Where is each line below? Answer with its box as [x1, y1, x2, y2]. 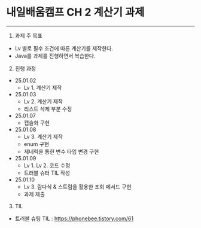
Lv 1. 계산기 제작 [23, 84, 62, 91]
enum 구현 [23, 140, 50, 147]
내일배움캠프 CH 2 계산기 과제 [6, 5, 145, 19]
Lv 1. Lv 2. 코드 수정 [23, 162, 71, 169]
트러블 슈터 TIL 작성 [23, 169, 71, 177]
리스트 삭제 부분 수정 [23, 105, 72, 113]
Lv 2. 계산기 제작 [23, 98, 63, 105]
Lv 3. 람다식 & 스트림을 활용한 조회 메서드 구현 [23, 183, 132, 190]
